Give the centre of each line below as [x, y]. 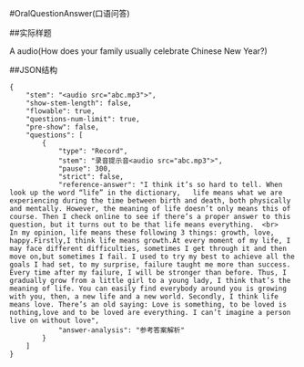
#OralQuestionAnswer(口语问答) [70, 13]
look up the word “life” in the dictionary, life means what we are [146, 193]
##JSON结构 [33, 70]
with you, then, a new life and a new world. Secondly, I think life [144, 297]
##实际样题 [30, 33]
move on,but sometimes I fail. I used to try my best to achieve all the [152, 257]
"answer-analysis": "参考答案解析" [121, 330]
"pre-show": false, [63, 127]
